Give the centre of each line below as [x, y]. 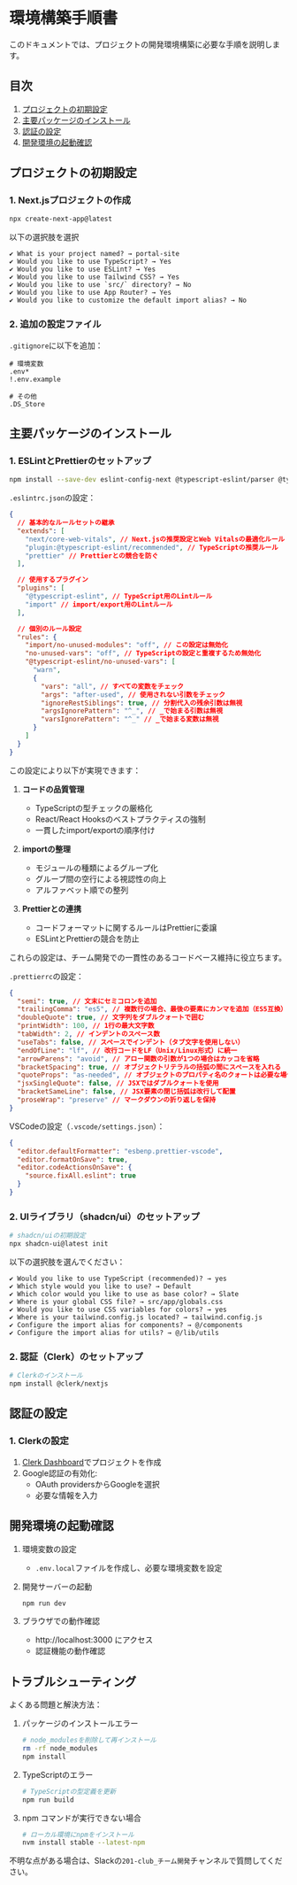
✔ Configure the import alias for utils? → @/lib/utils [114, 1333]
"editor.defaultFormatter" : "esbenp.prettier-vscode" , [120, 1151]
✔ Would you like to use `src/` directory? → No [100, 285]
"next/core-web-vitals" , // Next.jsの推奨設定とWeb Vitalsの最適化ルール [155, 539]
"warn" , [47, 670]
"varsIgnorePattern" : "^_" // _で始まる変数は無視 [130, 719]
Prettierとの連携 [52, 908]
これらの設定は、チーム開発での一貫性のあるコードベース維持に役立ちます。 [148, 957]
